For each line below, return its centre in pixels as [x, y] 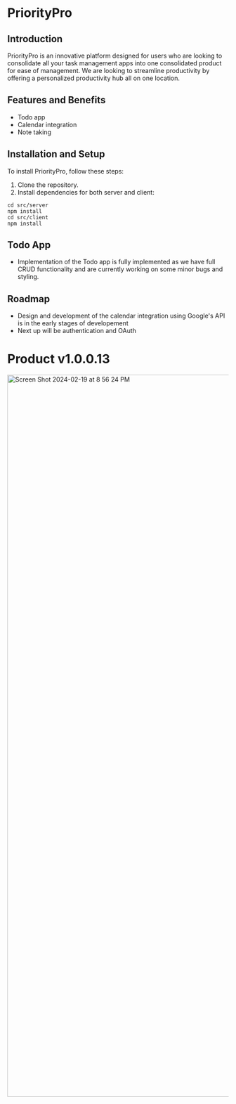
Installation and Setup [56, 154]
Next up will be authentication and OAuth [77, 331]
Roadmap [29, 299]
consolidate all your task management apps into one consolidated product [114, 63]
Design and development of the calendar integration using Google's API [121, 316]
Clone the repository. [48, 185]
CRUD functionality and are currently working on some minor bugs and [120, 269]
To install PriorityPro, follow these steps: [66, 171]
